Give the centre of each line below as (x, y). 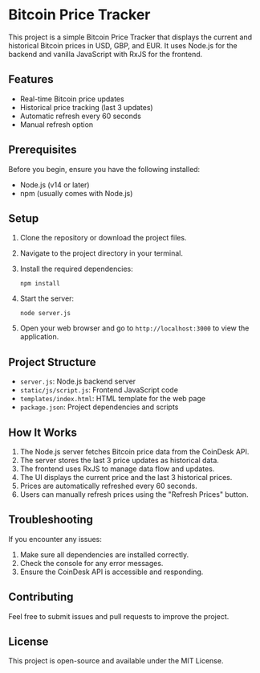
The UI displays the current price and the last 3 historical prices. (126, 477)
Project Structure (52, 362)
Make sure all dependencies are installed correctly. (104, 554)
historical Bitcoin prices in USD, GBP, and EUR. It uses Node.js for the (123, 45)
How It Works (43, 432)
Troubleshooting (51, 520)
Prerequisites (43, 150)
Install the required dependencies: (77, 269)
